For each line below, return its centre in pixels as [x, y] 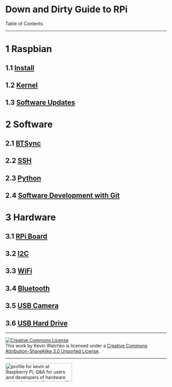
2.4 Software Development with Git [62, 196]
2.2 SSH [18, 161]
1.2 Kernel [22, 85]
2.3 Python [23, 178]
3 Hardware [31, 218]
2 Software [29, 124]
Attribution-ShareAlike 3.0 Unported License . [53, 351]
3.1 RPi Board [26, 236]
